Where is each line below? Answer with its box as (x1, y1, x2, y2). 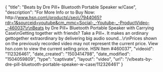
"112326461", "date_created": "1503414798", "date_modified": (5, 51, 130, 57)
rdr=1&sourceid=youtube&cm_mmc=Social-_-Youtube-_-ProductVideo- (5, 20, 150, 25)
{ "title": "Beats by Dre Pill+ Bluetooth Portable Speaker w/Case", (5, 4, 137, 10)
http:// (5, 15, 18, 20)
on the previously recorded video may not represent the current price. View (5, 41, 159, 46)
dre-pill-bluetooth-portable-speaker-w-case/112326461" (5, 61, 120, 67)
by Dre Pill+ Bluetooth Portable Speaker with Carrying (45, 25, 154, 31)
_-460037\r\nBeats (5, 25, 44, 31)
